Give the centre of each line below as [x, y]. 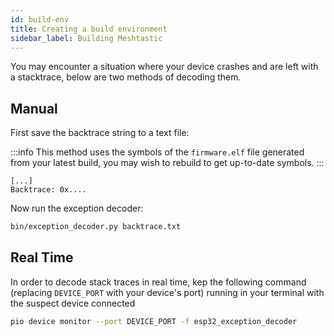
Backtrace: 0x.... [48, 190]
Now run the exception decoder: [77, 208]
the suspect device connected [73, 303]
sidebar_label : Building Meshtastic [86, 38]
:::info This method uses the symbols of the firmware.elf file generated [157, 152]
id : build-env [40, 19]
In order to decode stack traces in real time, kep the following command [158, 282]
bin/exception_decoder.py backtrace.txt [96, 227]
